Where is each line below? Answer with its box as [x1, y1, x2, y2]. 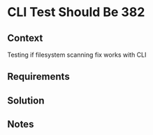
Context [7, 32, 43, 44]
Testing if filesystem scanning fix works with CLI [7, 50, 147, 59]
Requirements [7, 71, 70, 83]
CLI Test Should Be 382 [7, 4, 145, 20]
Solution [7, 94, 45, 106]
